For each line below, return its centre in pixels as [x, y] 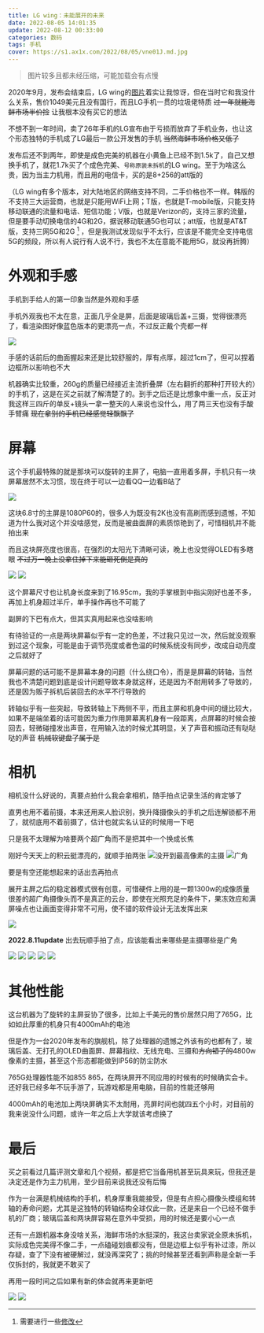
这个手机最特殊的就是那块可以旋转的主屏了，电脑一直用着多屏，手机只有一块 [132, 471]
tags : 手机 [25, 45]
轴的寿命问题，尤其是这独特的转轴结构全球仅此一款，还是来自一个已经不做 [128, 1209]
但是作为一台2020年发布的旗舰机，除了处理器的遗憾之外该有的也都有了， [127, 1041]
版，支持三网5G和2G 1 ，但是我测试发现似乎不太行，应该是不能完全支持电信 [131, 231]
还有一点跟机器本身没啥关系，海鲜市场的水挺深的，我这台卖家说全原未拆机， [132, 1235]
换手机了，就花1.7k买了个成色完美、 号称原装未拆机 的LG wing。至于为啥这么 [127, 165]
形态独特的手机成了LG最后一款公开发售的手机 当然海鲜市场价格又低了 [127, 138]
